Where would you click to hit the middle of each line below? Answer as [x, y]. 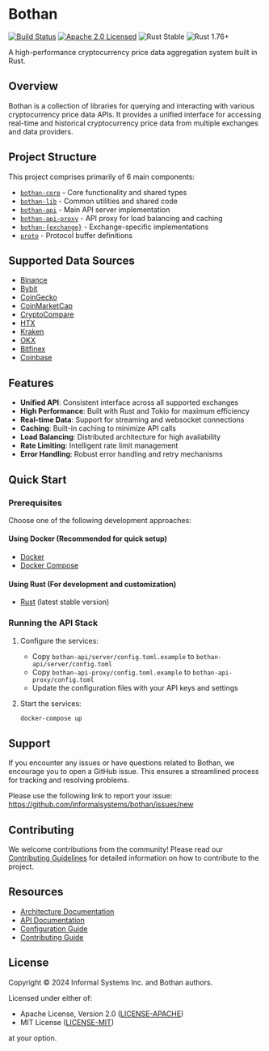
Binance [34, 280]
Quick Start [38, 480]
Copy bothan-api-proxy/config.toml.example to [111, 672]
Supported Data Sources [72, 260]
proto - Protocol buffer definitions [76, 235]
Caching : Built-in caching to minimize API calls [98, 428]
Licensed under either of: [50, 998]
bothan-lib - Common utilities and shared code [99, 201]
